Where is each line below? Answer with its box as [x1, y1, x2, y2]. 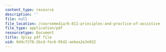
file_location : [5, 21, 37, 26]
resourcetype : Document [5, 30, 54, 35]
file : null [5, 16, 28, 21]
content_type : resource [5, 7, 54, 12]
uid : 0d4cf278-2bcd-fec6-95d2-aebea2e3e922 [5, 40, 96, 45]
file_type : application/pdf [5, 26, 63, 31]
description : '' [5, 12, 39, 17]
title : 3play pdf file [5, 35, 52, 40]
